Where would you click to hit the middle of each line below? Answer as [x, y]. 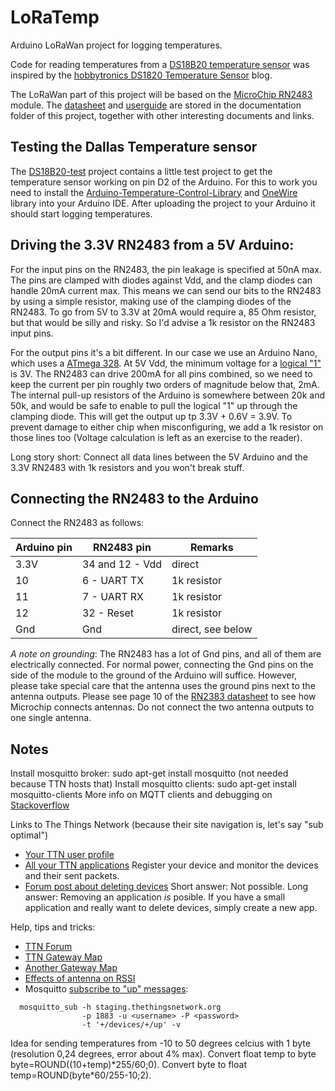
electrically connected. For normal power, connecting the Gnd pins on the [162, 665]
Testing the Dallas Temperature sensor [134, 147]
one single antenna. [51, 718]
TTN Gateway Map [63, 957]
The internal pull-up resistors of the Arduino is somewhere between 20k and [167, 395]
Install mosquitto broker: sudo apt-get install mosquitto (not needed [149, 773]
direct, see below [212, 629]
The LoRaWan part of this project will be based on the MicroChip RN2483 [161, 94]
